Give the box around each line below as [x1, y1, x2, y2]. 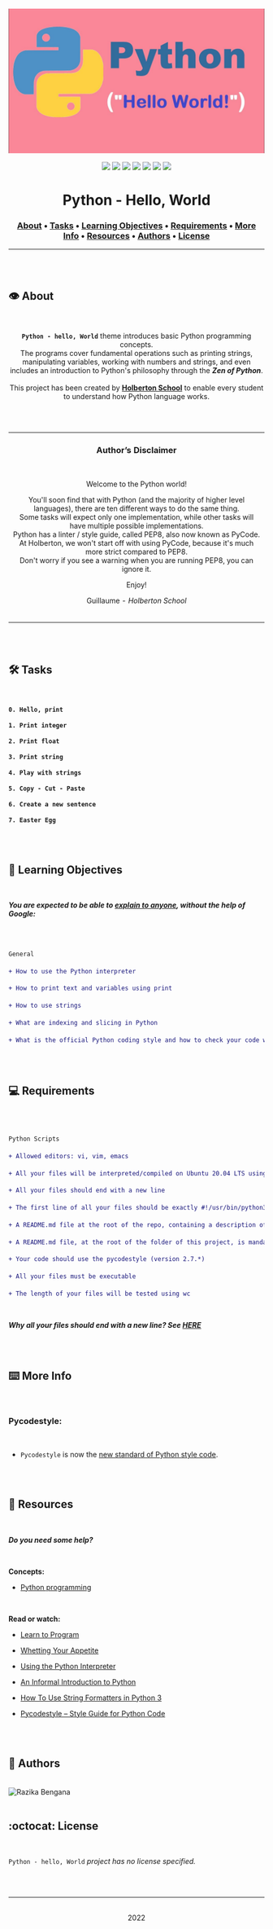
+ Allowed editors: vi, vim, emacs [8, 1152, 129, 1160]
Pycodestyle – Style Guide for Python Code [19, 1708, 166, 1718]
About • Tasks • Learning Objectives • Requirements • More [16, 220, 257, 231]
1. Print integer [8, 722, 67, 730]
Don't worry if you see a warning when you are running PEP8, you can [19, 555, 254, 565]
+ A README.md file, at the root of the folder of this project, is [8, 1238, 245, 1246]
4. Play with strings [8, 769, 82, 777]
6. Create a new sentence [8, 801, 96, 809]
